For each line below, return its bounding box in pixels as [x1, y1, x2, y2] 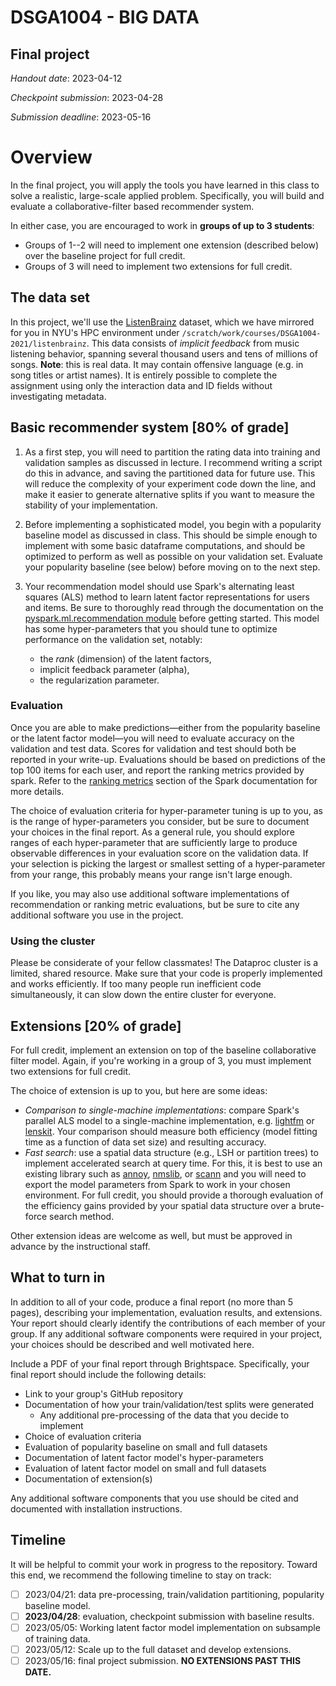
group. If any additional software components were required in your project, [10, 1327, 323, 1340]
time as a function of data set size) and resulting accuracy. [24, 1136, 267, 1148]
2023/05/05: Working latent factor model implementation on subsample [24, 1621, 321, 1633]
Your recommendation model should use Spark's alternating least [24, 580, 295, 592]
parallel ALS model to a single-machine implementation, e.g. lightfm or [24, 1114, 315, 1126]
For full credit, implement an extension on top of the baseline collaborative [10, 1044, 317, 1056]
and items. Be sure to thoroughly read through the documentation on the [24, 601, 324, 613]
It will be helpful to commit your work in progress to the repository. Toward [10, 1558, 318, 1570]
